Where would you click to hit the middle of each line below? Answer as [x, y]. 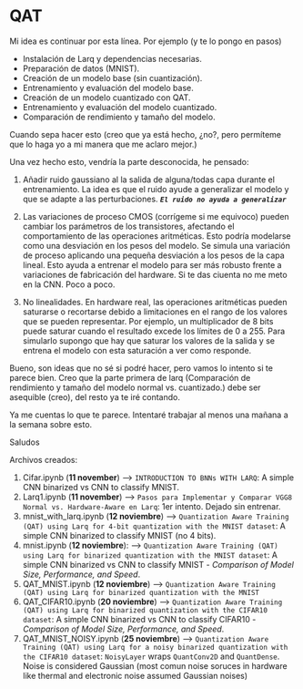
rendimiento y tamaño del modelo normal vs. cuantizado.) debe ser [135, 387]
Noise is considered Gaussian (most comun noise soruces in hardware [155, 665]
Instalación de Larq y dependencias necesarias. [112, 58]
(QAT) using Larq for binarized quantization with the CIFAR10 [145, 610]
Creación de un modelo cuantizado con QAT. [106, 98]
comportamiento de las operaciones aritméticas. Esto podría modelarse [157, 236]
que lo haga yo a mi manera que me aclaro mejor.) [103, 144]
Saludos [25, 442]
